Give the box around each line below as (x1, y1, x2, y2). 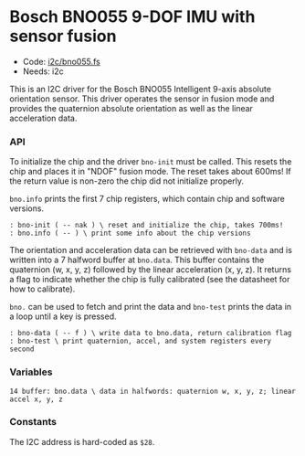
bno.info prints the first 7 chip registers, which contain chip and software (9, 194, 285, 205)
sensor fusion (9, 26, 117, 47)
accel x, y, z (9, 395, 64, 404)
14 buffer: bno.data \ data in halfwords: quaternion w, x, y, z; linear (9, 387, 297, 396)
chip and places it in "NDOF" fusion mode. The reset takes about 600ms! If (9, 166, 292, 177)
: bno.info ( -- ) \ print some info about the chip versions (9, 228, 251, 239)
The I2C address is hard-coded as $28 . (9, 436, 155, 447)
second (9, 345, 35, 354)
